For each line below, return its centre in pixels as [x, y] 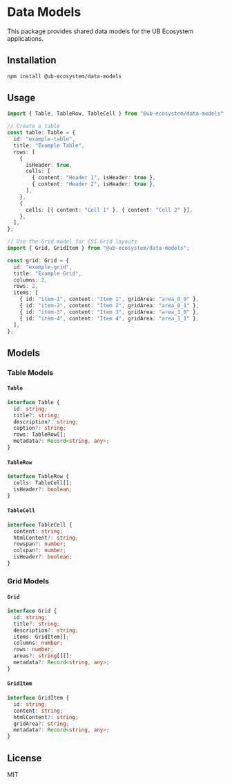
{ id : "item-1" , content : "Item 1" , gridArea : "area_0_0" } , [109, 299]
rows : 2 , [26, 286]
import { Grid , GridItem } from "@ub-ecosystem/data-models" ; [98, 248]
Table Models [30, 372]
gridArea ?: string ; [41, 724]
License [25, 758]
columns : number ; [38, 643]
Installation [32, 61]
